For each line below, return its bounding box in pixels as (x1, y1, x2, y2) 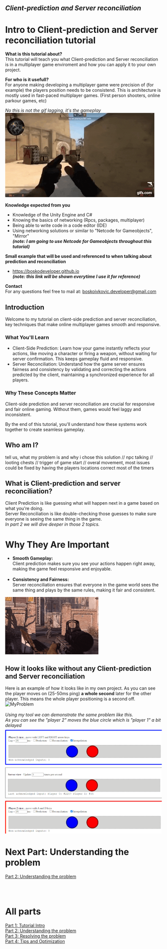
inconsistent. (5, 411, 31, 417)
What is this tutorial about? (5, 51, 63, 57)
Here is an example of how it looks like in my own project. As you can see (5, 685, 156, 691)
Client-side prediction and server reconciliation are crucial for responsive (5, 401, 155, 407)
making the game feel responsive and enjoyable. (12, 566, 112, 572)
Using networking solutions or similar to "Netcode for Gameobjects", (12, 228, 153, 234)
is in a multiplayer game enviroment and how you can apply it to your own (5, 62, 156, 68)
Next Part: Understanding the (5, 846, 129, 858)
